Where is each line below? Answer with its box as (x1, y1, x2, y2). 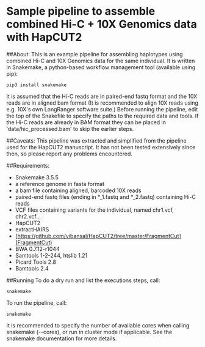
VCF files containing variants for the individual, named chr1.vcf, (15, 206, 174, 214)
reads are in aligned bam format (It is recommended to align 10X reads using (6, 99, 198, 106)
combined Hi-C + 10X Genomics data (6, 17, 197, 31)
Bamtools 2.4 (15, 264, 49, 272)
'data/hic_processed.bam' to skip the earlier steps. (6, 125, 134, 132)
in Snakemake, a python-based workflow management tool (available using (6, 63, 196, 71)
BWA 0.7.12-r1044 (15, 245, 60, 252)
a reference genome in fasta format (15, 180, 105, 187)
